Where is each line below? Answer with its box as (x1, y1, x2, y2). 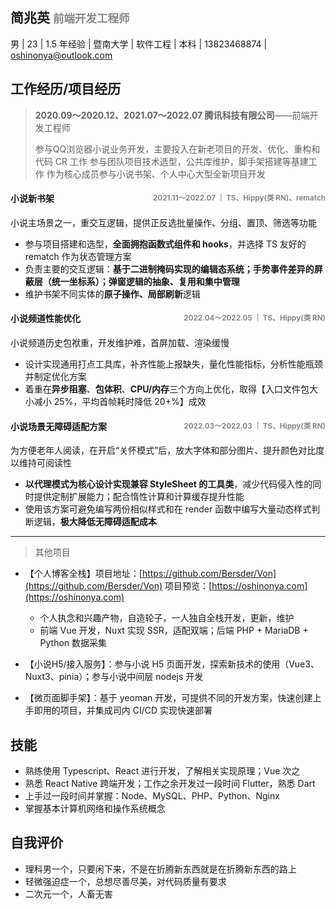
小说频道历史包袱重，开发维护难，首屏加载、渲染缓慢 (10, 337, 230, 349)
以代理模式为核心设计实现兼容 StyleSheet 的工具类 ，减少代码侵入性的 (24, 478, 313, 490)
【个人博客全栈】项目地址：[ (24, 568, 143, 580)
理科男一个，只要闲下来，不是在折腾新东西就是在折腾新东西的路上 (24, 863, 297, 875)
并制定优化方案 (24, 371, 87, 383)
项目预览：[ (164, 580, 213, 592)
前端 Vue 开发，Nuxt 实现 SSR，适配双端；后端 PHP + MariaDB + (39, 624, 309, 637)
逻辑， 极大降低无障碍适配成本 (33, 516, 157, 528)
